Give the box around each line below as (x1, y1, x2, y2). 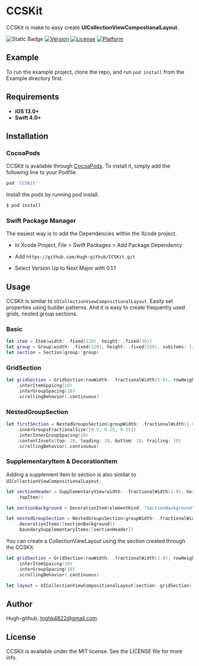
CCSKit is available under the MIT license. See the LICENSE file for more (6, 648, 182, 655)
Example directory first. (6, 74, 63, 81)
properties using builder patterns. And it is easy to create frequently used (6, 304, 185, 311)
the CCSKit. (6, 544, 35, 551)
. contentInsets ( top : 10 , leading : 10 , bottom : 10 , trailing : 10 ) (17, 438, 182, 444)
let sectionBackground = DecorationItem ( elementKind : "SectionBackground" (6, 505, 195, 511)
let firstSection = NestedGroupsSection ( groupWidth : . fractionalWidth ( (6, 421, 187, 427)
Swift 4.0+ (14, 114, 41, 121)
